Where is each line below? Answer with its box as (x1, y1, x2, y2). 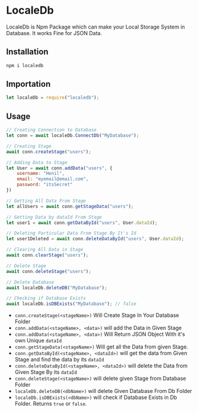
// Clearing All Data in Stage (6, 247, 84, 253)
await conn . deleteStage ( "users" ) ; (6, 268, 92, 274)
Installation (6, 47, 49, 57)
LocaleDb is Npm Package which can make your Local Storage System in (6, 23, 186, 30)
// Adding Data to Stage (6, 159, 68, 165)
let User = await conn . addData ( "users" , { (6, 165, 113, 171)
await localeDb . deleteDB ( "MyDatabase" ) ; (6, 285, 108, 291)
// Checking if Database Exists (6, 295, 86, 301)
